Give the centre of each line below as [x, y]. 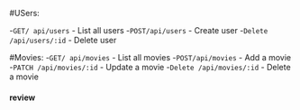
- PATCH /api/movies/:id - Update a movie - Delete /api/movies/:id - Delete [150, 67]
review [23, 97]
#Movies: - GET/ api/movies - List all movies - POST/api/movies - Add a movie [150, 57]
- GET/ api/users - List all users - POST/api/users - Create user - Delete [139, 30]
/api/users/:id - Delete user [63, 40]
